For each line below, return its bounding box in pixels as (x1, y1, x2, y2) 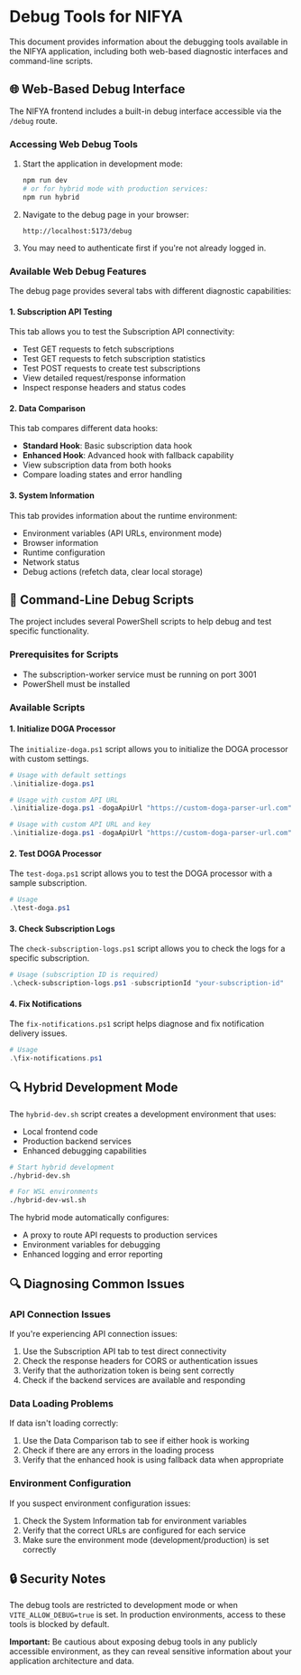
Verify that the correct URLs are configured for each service (22, 1525, 246, 1536)
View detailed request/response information (22, 372, 187, 383)
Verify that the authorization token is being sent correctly (22, 1365, 234, 1376)
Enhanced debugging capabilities (22, 1145, 147, 1156)
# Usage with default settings (9, 770, 127, 779)
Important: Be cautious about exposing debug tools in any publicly (9, 1636, 258, 1647)
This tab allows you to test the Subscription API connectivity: (9, 326, 235, 337)
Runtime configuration (22, 547, 105, 558)
